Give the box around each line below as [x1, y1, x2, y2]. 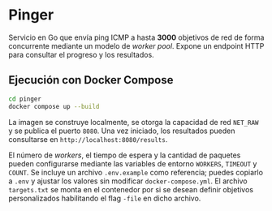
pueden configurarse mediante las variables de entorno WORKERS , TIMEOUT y [8, 158, 257, 168]
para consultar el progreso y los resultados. [8, 50, 154, 59]
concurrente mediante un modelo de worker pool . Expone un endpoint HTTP [8, 41, 265, 50]
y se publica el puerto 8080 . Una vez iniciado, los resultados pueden [8, 126, 235, 136]
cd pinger [8, 95, 42, 103]
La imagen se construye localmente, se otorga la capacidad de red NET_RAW [8, 117, 259, 127]
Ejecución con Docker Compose [8, 73, 174, 87]
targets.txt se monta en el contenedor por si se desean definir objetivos [8, 184, 254, 194]
